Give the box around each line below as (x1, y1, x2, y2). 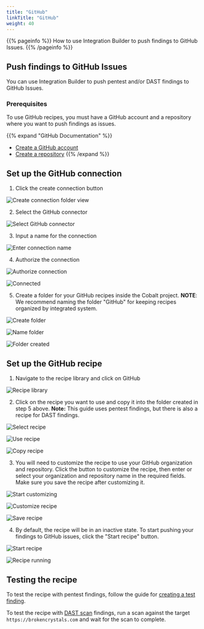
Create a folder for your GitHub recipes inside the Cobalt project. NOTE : (15, 292, 198, 299)
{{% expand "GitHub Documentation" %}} (6, 132, 112, 139)
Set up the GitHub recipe (6, 358, 103, 369)
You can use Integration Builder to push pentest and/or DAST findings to (6, 78, 189, 85)
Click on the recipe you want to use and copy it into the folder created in (15, 399, 198, 406)
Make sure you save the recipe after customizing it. (15, 479, 146, 486)
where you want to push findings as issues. (6, 120, 116, 128)
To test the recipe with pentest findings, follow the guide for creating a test (6, 590, 195, 598)
